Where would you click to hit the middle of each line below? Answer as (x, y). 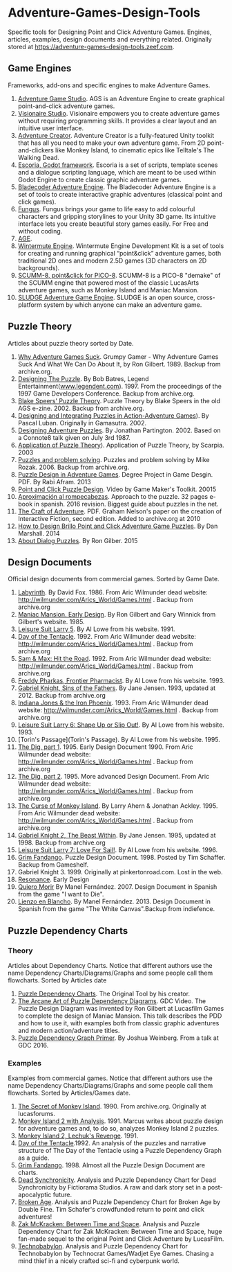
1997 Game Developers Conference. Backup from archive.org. (106, 394)
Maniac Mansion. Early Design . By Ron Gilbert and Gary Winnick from (117, 615)
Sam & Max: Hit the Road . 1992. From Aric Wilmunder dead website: (114, 659)
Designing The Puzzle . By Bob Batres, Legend (83, 378)
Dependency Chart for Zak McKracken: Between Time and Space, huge (120, 1232)
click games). (37, 202)
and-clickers (36, 150)
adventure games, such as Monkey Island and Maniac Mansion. (108, 290)
